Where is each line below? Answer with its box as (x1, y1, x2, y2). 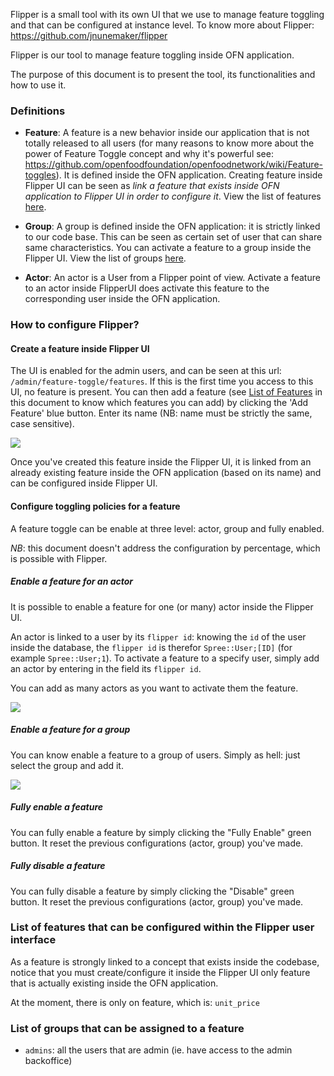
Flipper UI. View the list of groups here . (24, 252, 187, 264)
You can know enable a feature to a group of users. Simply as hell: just (10, 749, 301, 761)
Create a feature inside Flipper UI (10, 342, 150, 354)
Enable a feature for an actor (10, 575, 134, 588)
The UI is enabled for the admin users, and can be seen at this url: (10, 365, 282, 377)
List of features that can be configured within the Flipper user (10, 920, 315, 934)
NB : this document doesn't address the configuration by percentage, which (10, 542, 321, 554)
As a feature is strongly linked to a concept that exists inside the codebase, (10, 955, 320, 968)
